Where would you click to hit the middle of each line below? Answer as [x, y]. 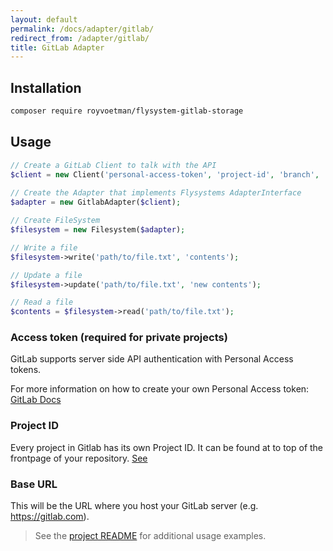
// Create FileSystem [55, 221]
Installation [46, 87]
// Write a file [44, 247]
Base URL [34, 484]
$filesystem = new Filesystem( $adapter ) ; [98, 230]
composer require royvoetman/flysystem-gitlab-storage [127, 111]
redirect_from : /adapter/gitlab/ [80, 38]
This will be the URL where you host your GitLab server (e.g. [134, 506]
